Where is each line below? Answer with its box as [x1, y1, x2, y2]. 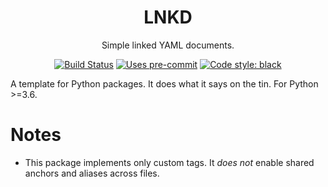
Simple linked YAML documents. [101, 39, 235, 51]
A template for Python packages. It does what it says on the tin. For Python [10, 77, 319, 90]
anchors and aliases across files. [24, 167, 160, 179]
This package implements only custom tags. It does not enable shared [24, 156, 315, 168]
